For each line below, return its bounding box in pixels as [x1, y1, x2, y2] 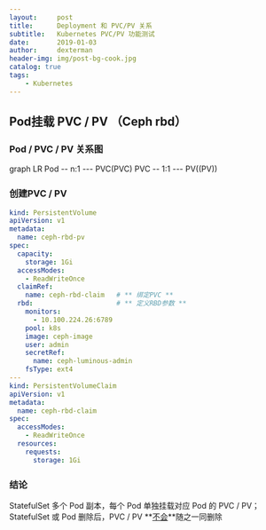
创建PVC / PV [9, 187, 67, 200]
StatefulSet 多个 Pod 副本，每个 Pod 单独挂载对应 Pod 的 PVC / [9, 501, 240, 511]
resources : [17, 439, 58, 448]
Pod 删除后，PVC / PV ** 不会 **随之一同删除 [61, 511, 223, 522]
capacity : [17, 249, 53, 258]
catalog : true [9, 63, 62, 72]
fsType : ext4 [25, 365, 74, 374]
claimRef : [17, 282, 53, 291]
